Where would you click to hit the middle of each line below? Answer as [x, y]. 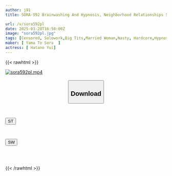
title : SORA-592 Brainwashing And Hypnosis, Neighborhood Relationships [84, 15]
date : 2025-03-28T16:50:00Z [35, 29]
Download [86, 94]
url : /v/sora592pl [25, 24]
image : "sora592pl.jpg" [31, 34]
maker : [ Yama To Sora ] [33, 43]
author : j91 [18, 10]
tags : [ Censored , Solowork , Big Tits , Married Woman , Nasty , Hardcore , [80, 38]
